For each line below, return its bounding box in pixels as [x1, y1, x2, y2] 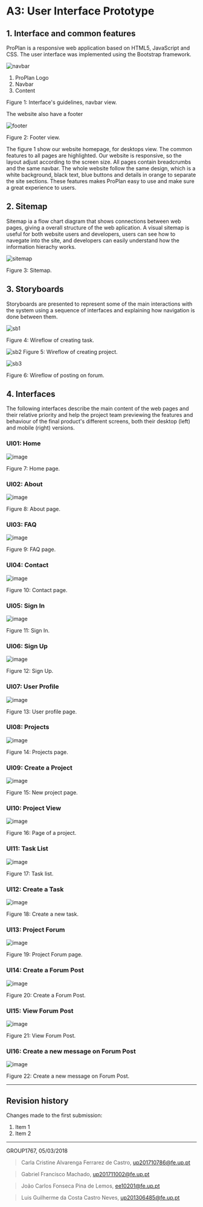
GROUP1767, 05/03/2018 [6, 1147, 68, 1154]
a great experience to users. [6, 184, 77, 191]
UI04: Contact [6, 561, 49, 569]
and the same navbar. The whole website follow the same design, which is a [6, 165, 196, 172]
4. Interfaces [6, 389, 56, 399]
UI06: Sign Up [6, 642, 48, 650]
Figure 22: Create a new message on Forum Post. [6, 1072, 130, 1080]
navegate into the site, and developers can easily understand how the [6, 237, 179, 244]
